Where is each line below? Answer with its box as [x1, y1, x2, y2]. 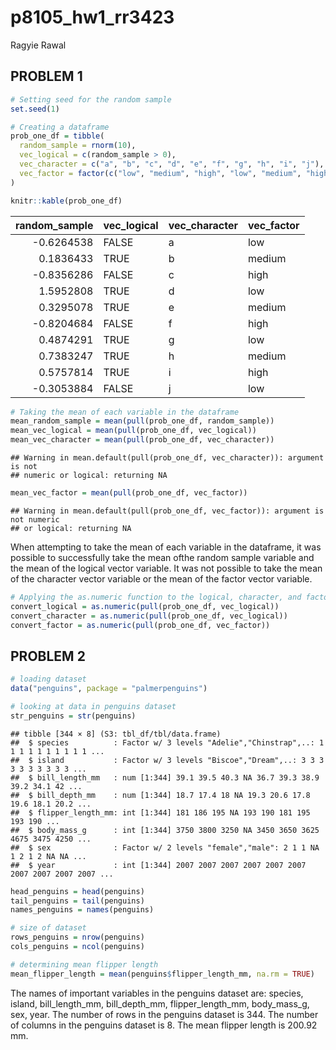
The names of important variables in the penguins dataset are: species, [10, 987, 304, 999]
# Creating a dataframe [10, 122, 110, 132]
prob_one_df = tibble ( [10, 131, 105, 141]
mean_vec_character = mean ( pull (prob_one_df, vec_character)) [10, 435, 275, 445]
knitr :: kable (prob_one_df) [10, 196, 123, 206]
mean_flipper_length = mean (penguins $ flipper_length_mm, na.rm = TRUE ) [10, 969, 315, 979]
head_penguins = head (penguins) [10, 886, 145, 896]
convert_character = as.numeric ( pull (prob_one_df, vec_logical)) [10, 611, 288, 621]
